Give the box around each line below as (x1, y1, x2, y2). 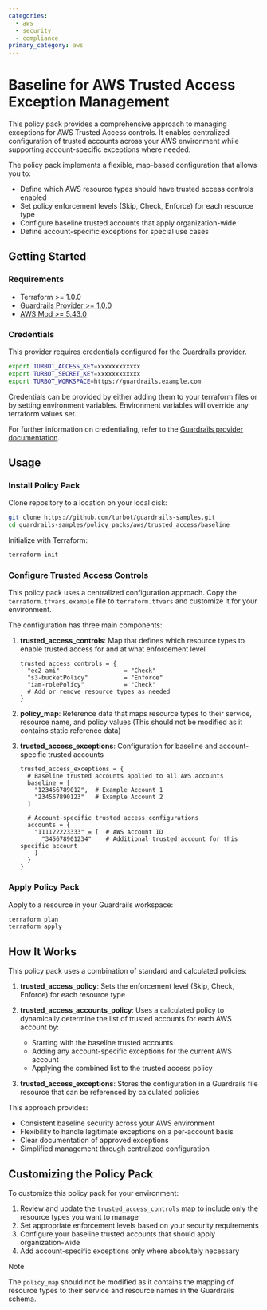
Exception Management (8, 93, 170, 111)
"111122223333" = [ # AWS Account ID (34, 828, 163, 836)
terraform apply (8, 922, 62, 931)
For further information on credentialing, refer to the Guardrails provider (8, 424, 244, 434)
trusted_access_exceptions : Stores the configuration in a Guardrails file (19, 1079, 258, 1089)
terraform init (8, 551, 59, 559)
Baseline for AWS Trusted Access (8, 76, 236, 94)
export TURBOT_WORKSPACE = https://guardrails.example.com (8, 377, 202, 385)
